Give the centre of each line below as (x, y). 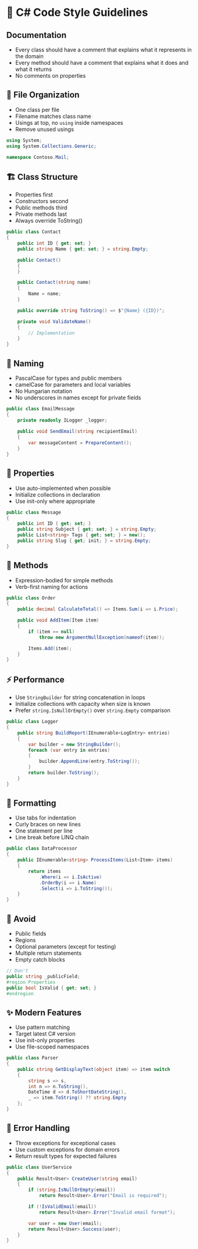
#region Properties (31, 982)
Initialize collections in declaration (58, 494)
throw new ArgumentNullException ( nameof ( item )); (102, 637)
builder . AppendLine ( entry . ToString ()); (89, 762)
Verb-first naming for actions (51, 587)
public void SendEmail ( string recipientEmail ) (77, 432)
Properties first (34, 195)
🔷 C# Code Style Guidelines (77, 13)
